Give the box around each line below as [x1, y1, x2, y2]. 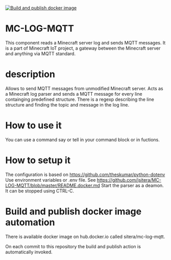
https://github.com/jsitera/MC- [96, 177, 162, 183]
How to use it [5, 120, 62, 132]
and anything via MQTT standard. [5, 50, 76, 56]
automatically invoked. [5, 249, 53, 255]
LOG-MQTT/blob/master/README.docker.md [5, 182, 101, 188]
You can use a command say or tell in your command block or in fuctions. [5, 136, 160, 143]
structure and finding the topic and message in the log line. [5, 101, 129, 107]
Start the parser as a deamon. [101, 182, 164, 188]
